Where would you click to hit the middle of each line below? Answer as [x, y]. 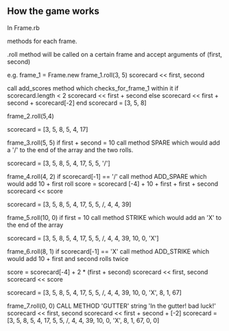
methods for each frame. [42, 41]
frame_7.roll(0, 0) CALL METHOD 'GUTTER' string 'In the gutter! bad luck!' [111, 306]
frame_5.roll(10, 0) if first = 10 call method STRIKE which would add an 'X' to [114, 217]
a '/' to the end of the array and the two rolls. [70, 149]
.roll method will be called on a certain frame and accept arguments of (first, [115, 54]
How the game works [53, 11]
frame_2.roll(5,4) [31, 116]
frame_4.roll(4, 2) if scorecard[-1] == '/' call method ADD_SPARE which [107, 176]
